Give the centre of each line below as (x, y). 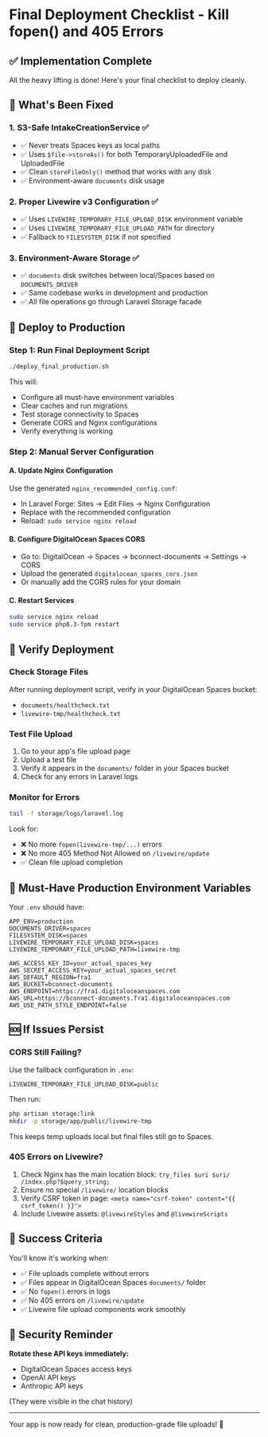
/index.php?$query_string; (65, 1182)
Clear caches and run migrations (74, 405)
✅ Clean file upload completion (72, 863)
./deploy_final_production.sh (59, 366)
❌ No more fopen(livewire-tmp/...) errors (91, 844)
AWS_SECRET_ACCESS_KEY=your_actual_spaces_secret (93, 971)
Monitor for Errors (45, 797)
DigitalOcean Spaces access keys (76, 1369)
